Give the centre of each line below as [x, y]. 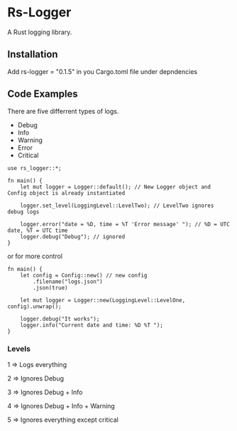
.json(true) [51, 288]
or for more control [35, 256]
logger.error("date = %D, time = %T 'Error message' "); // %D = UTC [125, 224]
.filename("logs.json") [68, 282]
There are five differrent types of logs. [63, 111]
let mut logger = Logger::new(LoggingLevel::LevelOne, [103, 300]
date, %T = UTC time [38, 230]
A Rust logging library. [40, 32]
